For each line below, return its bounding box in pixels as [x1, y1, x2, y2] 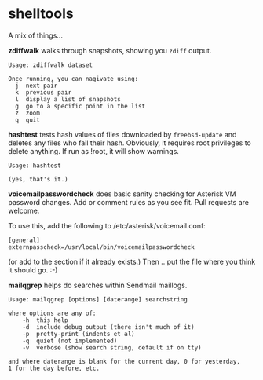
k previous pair [15, 88, 72, 97]
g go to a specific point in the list [15, 102, 146, 110]
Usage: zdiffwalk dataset [8, 60, 93, 69]
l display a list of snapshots [15, 95, 122, 103]
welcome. [8, 206, 40, 215]
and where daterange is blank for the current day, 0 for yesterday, [8, 357, 241, 365]
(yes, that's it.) [8, 175, 68, 183]
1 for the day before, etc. [8, 364, 100, 372]
